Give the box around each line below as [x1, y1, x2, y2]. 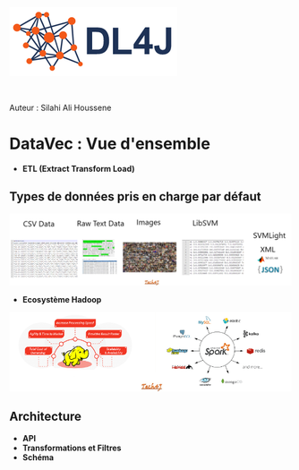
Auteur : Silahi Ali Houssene [9, 102, 112, 113]
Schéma [21, 451, 55, 463]
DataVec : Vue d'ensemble [9, 133, 210, 154]
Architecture [9, 409, 82, 424]
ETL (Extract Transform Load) [21, 163, 136, 174]
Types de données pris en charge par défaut [9, 189, 261, 204]
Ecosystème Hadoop [21, 295, 102, 305]
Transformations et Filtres [21, 442, 122, 453]
